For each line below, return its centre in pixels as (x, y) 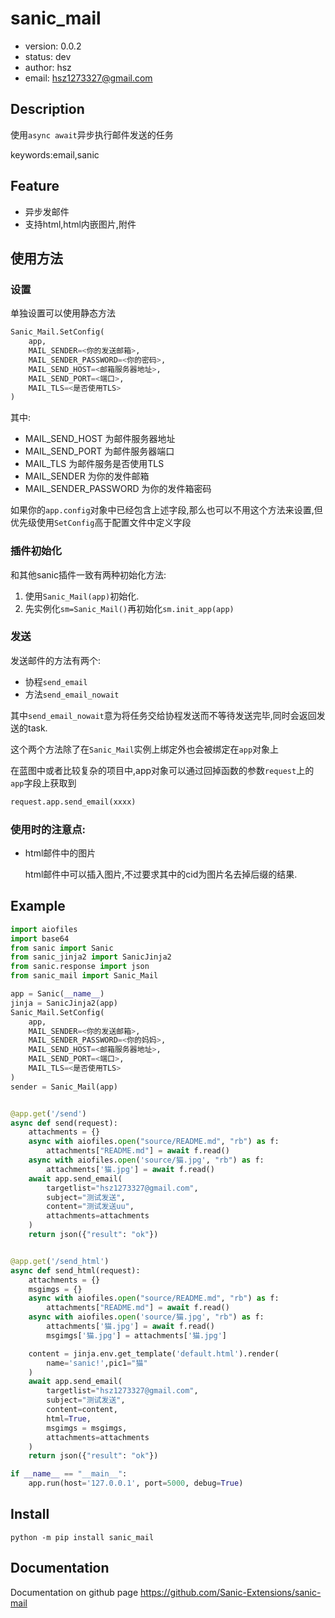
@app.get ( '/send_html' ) (60, 1261)
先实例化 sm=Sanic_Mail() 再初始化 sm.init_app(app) (129, 608)
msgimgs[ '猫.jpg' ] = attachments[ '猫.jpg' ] (136, 1335)
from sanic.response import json (80, 967)
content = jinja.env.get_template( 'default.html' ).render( (154, 1353)
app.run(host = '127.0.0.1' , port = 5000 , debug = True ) (136, 1483)
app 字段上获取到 (43, 783)
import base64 (40, 938)
